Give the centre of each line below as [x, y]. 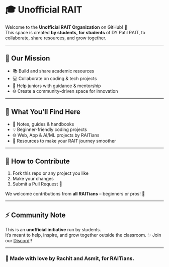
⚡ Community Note [35, 215]
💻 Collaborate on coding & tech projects [55, 78]
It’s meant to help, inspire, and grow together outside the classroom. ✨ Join [83, 235]
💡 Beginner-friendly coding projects [50, 129]
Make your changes [33, 179]
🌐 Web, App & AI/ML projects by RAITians [56, 135]
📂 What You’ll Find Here [43, 112]
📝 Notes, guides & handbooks [43, 124]
